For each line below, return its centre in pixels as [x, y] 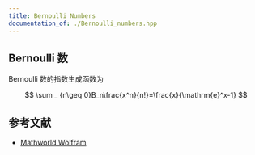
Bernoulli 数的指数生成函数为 [56, 79]
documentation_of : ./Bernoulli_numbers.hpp [83, 23]
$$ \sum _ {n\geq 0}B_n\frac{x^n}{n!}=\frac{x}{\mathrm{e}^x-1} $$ [136, 95]
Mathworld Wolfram [53, 143]
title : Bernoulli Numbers [52, 16]
